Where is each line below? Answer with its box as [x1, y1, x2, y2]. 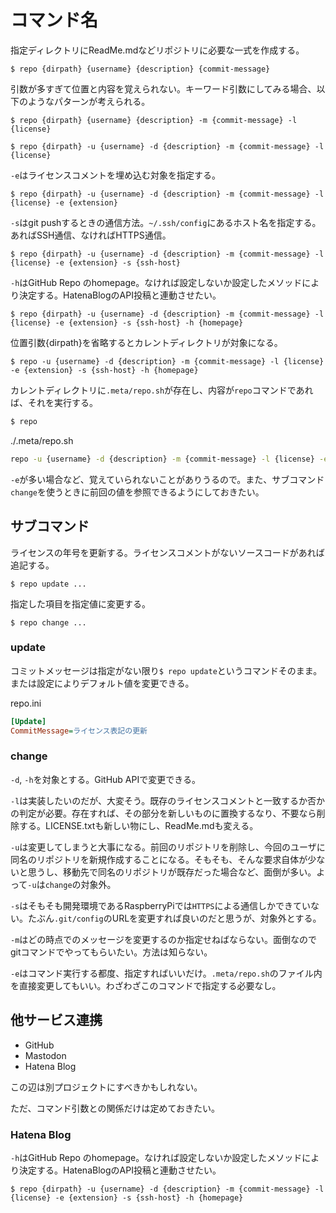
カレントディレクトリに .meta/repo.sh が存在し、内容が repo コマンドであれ [10, 384, 314, 396]
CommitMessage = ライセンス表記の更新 [10, 726, 148, 736]
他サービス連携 [10, 1012, 103, 1029]
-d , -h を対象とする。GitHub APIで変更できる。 [10, 773, 201, 785]
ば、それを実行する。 [10, 396, 98, 408]
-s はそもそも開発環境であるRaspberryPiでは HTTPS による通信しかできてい [10, 899, 312, 911]
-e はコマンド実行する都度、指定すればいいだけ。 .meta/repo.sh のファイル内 [10, 967, 323, 979]
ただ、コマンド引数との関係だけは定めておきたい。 [10, 1102, 221, 1114]
